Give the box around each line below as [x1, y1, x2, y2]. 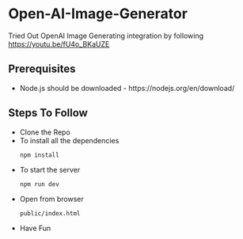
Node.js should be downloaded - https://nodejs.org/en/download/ [19, 83, 235, 93]
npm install [19, 151, 59, 159]
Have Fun [19, 223, 51, 233]
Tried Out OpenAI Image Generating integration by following [8, 31, 204, 40]
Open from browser [19, 194, 85, 203]
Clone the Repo [19, 127, 71, 137]
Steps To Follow [8, 106, 89, 119]
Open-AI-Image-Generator [8, 5, 188, 23]
